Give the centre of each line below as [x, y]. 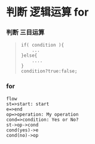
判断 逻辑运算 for [47, 12]
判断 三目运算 [25, 32]
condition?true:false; [49, 71]
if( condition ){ [42, 45]
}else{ [29, 56]
